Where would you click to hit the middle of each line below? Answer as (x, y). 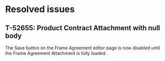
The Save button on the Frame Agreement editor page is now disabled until (83, 48)
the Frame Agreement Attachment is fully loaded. (56, 53)
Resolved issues (40, 9)
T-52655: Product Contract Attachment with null (83, 28)
